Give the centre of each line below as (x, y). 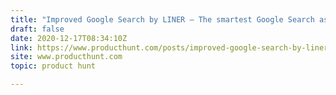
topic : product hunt (53, 66)
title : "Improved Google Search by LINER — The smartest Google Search (162, 19)
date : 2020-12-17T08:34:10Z (69, 38)
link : (21, 47)
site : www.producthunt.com (66, 57)
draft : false (37, 29)
